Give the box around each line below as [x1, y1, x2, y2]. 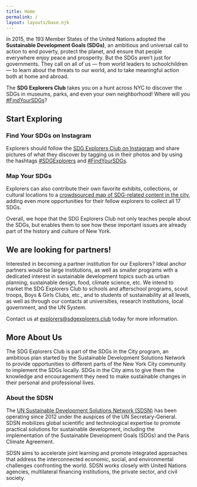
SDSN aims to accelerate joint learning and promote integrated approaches [6, 449, 188, 456]
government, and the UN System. [6, 304, 87, 311]
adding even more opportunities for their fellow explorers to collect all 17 [6, 198, 181, 205]
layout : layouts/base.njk [6, 19, 69, 25]
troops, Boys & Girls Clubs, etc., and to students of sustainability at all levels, [6, 292, 191, 299]
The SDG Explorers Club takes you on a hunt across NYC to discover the [6, 84, 182, 92]
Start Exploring [6, 114, 63, 124]
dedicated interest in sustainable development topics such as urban [6, 273, 170, 280]
